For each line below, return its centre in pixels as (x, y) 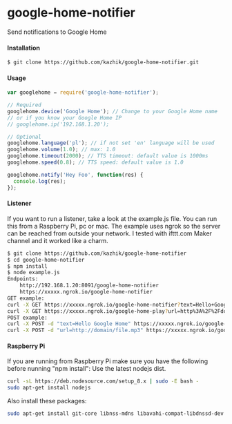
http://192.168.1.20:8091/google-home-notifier (89, 286)
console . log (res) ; (40, 181)
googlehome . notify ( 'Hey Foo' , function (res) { (75, 175)
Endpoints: (23, 279)
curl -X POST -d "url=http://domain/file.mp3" (75, 330)
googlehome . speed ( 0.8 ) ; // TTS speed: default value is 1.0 (96, 163)
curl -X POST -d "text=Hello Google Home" (69, 324)
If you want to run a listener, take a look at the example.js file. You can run (112, 218)
